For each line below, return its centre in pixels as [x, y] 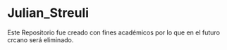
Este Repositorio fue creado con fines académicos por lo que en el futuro [114, 32]
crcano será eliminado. [41, 39]
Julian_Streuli [48, 13]
